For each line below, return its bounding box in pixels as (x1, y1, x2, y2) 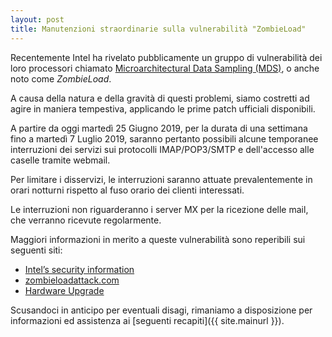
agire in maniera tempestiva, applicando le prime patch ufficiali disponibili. (10, 102, 316, 115)
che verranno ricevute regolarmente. (10, 214, 162, 226)
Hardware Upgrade (24, 284, 105, 296)
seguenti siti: (10, 244, 63, 256)
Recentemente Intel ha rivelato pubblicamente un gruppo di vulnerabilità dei (10, 51, 323, 63)
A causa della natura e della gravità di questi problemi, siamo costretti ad (10, 92, 310, 104)
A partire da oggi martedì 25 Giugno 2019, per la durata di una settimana (10, 122, 308, 134)
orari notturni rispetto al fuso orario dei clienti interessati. (10, 184, 245, 196)
